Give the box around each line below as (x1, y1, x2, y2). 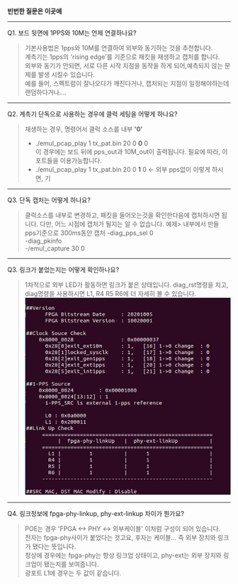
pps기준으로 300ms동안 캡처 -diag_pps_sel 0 (24, 228, 154, 237)
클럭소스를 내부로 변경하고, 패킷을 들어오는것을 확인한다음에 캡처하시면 (24, 211, 220, 219)
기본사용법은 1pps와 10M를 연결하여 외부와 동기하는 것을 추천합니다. (24, 44, 213, 52)
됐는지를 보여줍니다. (43, 560, 99, 568)
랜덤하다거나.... (24, 88, 67, 97)
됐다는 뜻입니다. (32, 542, 76, 551)
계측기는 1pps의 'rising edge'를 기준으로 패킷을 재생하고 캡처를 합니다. (24, 53, 220, 61)
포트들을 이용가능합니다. (35, 156, 103, 165)
